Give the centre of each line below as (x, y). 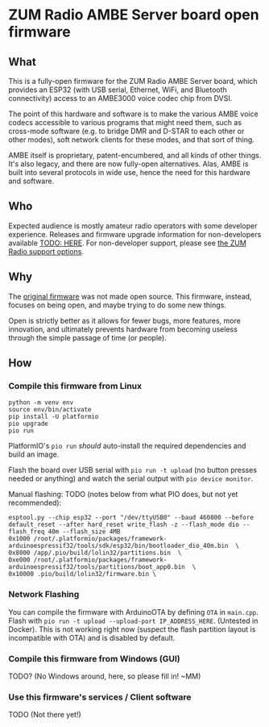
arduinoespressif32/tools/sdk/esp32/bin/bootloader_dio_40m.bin (118, 546)
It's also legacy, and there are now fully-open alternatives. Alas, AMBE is (128, 164)
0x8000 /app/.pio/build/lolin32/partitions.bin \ (95, 553)
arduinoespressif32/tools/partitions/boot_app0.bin (97, 567)
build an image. (34, 454)
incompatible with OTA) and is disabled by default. (92, 637)
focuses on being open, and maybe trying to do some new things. (118, 305)
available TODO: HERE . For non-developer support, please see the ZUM (128, 243)
